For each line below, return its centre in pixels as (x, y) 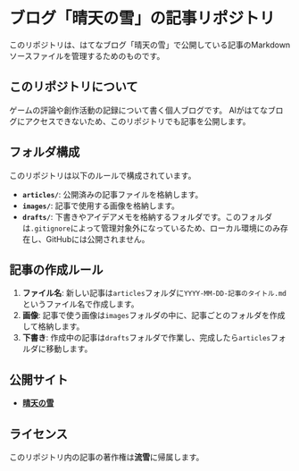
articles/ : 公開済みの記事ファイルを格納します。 (112, 194)
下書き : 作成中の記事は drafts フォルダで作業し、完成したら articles (146, 338)
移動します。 (69, 349)
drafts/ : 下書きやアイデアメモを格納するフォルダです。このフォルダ (147, 216)
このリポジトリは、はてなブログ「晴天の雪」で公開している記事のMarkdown (150, 45)
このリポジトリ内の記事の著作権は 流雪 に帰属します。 (107, 457)
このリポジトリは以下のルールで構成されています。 (103, 175)
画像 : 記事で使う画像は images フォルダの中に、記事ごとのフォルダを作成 (154, 315)
